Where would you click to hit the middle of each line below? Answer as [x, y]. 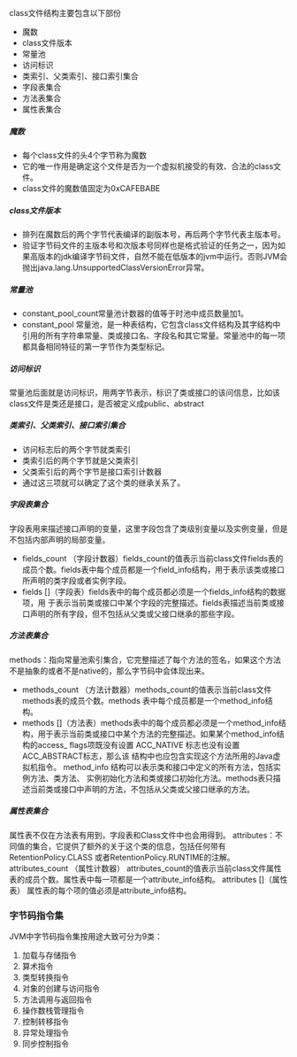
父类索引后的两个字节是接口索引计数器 [91, 471]
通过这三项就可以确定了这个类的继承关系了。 [103, 482]
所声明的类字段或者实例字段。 [76, 580]
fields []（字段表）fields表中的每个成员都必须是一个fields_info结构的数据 [153, 591]
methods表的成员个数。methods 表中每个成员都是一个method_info [143, 700]
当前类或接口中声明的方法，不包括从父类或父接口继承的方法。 [142, 789]
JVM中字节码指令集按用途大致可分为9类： [86, 937]
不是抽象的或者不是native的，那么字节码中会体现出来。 [109, 670]
